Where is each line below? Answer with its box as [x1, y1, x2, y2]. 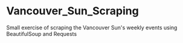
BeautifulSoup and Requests [6, 30, 77, 37]
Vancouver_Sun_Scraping [6, 4, 139, 18]
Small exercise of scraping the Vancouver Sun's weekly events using [6, 24, 178, 31]
